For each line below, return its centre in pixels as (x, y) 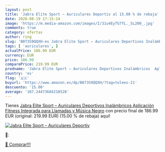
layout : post (18, 10)
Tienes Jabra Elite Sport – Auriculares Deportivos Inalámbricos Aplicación (80, 105)
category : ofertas (24, 32)
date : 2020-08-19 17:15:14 (33, 19)
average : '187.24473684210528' (37, 92)
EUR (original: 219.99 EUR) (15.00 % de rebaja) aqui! (58, 116)
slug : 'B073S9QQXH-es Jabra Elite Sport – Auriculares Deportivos (74, 42)
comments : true (21, 28)
